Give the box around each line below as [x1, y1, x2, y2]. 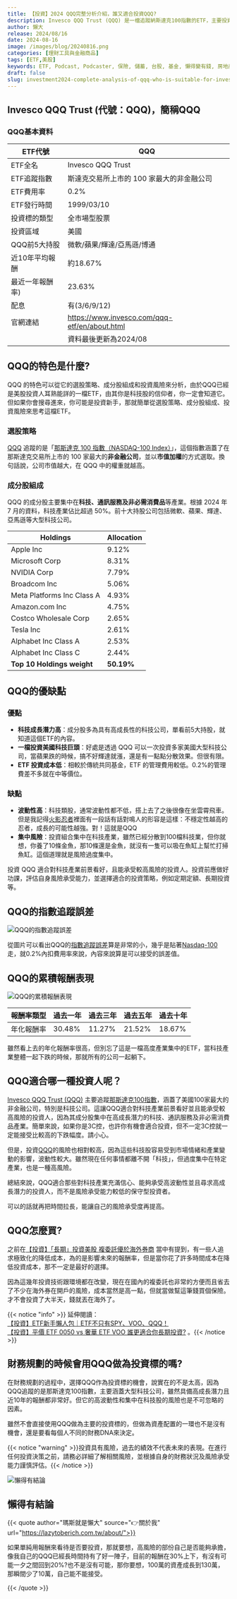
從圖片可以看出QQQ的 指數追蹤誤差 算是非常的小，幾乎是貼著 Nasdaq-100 [7, 941, 218, 949]
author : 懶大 [7, 23, 44, 30]
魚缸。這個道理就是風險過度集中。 [17, 850, 117, 859]
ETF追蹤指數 [11, 174, 53, 183]
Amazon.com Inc [11, 602, 67, 612]
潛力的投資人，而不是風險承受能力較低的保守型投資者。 [13, 1187, 174, 1195]
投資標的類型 [11, 213, 54, 223]
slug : [7, 76, 23, 83]
